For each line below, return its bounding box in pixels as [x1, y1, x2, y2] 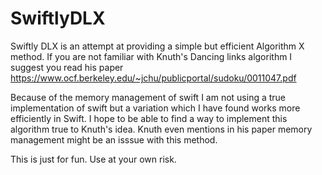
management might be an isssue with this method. [10, 133, 218, 146]
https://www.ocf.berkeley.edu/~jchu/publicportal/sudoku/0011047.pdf [10, 72, 297, 84]
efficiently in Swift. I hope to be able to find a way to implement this [10, 112, 288, 124]
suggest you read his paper [10, 61, 124, 73]
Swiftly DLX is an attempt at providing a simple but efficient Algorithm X [10, 40, 305, 52]
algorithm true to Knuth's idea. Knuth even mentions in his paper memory [10, 123, 313, 135]
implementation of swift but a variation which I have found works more [10, 102, 301, 114]
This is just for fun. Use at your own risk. [10, 153, 177, 165]
